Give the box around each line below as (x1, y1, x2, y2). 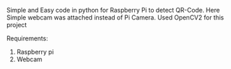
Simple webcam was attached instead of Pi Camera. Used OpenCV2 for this (6, 13, 224, 22)
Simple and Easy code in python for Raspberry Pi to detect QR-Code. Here (6, 6, 221, 14)
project (6, 21, 27, 29)
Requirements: (6, 34, 48, 43)
